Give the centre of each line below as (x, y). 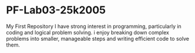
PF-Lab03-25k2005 (56, 10)
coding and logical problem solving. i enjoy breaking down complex (88, 32)
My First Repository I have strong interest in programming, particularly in (94, 26)
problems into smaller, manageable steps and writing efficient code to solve (98, 38)
